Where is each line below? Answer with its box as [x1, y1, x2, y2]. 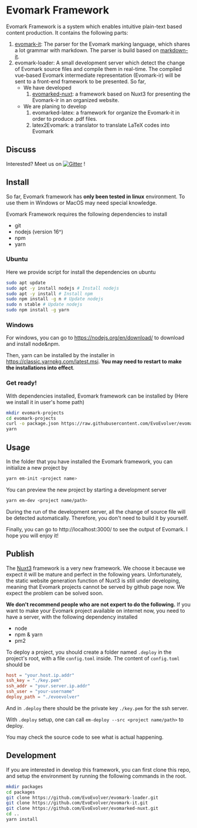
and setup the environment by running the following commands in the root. [6, 772, 186, 779]
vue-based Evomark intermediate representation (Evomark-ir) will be [14, 72, 181, 79]
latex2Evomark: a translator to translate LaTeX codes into [32, 121, 170, 128]
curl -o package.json [6, 420, 59, 427]
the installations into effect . [6, 364, 75, 371]
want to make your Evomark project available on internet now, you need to [6, 607, 185, 614]
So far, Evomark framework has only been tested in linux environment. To [6, 193, 185, 200]
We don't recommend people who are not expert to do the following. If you [6, 600, 191, 608]
